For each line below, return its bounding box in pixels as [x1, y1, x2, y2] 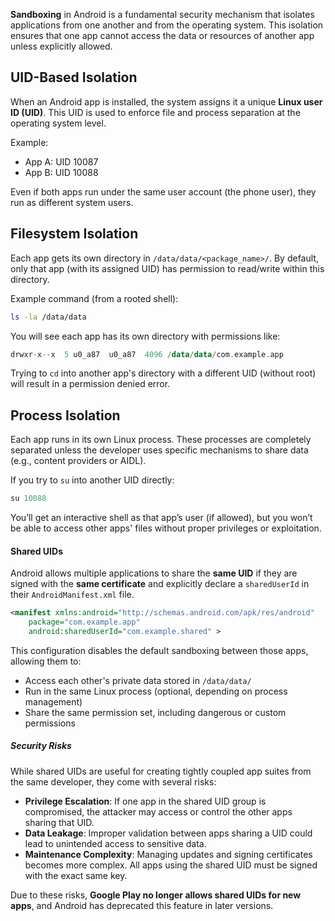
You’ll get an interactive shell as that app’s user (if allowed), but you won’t [10, 512, 313, 524]
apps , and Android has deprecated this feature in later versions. [10, 899, 274, 911]
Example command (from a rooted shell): [10, 292, 179, 304]
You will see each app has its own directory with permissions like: [10, 330, 281, 342]
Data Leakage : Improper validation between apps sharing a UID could [24, 827, 313, 839]
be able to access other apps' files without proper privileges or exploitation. [10, 522, 322, 534]
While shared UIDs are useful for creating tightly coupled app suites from [10, 765, 312, 777]
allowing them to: [10, 655, 82, 667]
